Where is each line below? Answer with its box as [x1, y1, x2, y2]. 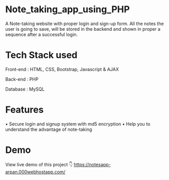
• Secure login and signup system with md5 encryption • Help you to [5, 121, 151, 127]
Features [5, 104, 44, 116]
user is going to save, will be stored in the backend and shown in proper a [5, 26, 161, 32]
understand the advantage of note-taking [5, 126, 92, 132]
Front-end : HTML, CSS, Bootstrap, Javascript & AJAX [5, 66, 119, 72]
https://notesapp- [74, 161, 111, 167]
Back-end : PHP [5, 76, 39, 82]
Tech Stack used [5, 50, 78, 61]
